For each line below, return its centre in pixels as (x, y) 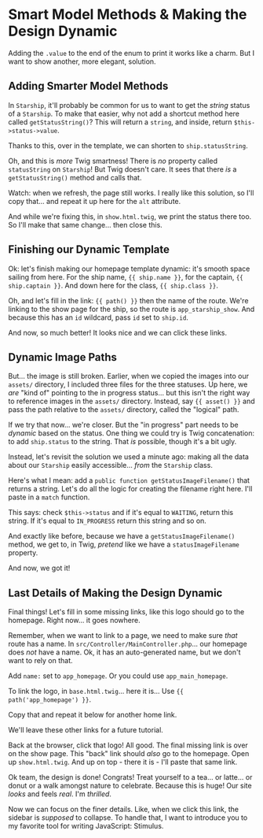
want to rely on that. (40, 661)
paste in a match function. (49, 497)
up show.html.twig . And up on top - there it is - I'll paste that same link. (123, 762)
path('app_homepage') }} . (50, 699)
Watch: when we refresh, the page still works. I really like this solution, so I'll (131, 193)
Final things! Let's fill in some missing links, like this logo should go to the (126, 612)
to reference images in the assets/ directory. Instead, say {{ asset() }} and (131, 401)
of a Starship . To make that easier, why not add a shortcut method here (124, 113)
